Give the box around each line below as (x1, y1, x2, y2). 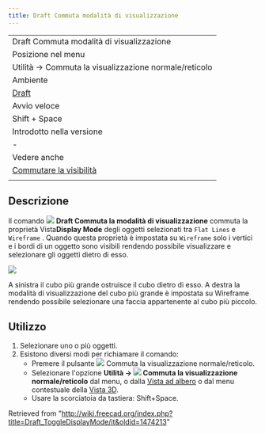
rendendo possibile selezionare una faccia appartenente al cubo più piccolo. (8, 297, 258, 306)
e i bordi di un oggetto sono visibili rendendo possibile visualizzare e (8, 242, 232, 251)
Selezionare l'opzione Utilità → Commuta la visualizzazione (31, 368, 238, 378)
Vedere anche (12, 151, 65, 162)
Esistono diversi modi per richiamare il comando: (19, 349, 180, 359)
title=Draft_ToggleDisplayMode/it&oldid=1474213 (8, 417, 168, 427)
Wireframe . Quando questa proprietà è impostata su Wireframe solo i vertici (8, 233, 253, 242)
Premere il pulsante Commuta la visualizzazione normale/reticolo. (31, 359, 256, 368)
